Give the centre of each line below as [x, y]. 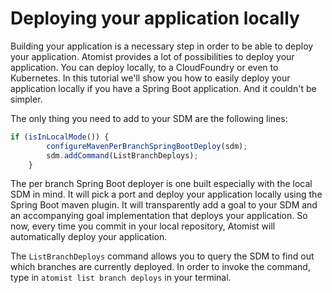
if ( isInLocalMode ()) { [60, 137]
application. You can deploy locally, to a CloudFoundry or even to [144, 67]
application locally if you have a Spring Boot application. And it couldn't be [163, 88]
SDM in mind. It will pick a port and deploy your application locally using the [166, 194]
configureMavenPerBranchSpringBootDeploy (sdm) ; [147, 146]
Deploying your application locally [155, 18]
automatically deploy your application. [89, 237]
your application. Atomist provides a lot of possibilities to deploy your [152, 56]
